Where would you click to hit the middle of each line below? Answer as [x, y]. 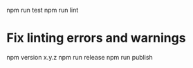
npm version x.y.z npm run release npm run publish [80, 57]
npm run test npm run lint [43, 10]
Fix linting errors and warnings [96, 38]
